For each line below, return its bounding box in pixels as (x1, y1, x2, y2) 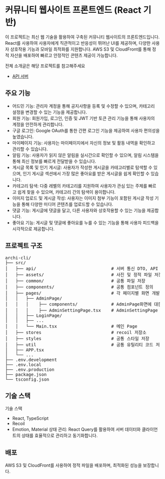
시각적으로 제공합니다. (12, 225, 55, 231)
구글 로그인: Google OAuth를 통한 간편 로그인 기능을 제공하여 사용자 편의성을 (12, 127, 160, 133)
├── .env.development (5, 357, 57, 363)
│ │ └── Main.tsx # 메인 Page (5, 323, 137, 329)
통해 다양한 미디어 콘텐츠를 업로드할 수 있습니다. (21, 201, 113, 207)
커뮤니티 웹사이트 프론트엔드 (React (5, 4, 141, 16)
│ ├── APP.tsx (5, 347, 44, 353)
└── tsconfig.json (5, 376, 50, 382)
